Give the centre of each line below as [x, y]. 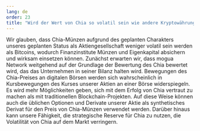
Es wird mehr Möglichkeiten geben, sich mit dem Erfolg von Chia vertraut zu [99, 91]
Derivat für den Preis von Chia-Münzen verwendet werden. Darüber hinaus [98, 109]
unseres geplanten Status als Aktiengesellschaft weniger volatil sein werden [99, 46]
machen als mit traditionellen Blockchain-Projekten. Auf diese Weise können [100, 96]
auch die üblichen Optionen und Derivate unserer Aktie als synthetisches [96, 103]
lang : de [17, 12]
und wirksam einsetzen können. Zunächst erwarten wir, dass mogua [90, 59]
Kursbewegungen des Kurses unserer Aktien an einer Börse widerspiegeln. [98, 84]
